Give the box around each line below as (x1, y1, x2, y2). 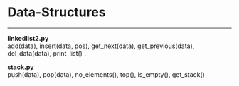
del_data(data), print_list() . (7, 49, 87, 57)
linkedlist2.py (7, 34, 49, 42)
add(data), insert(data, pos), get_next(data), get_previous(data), (7, 42, 195, 50)
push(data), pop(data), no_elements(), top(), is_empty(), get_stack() (7, 70, 205, 78)
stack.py (7, 63, 34, 71)
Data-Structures (7, 4, 106, 20)
